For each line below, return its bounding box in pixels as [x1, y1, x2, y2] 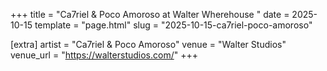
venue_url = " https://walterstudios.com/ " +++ [10, 49, 198, 61]
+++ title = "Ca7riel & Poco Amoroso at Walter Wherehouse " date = [10, 9, 290, 20]
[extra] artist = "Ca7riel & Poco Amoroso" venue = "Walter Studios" [10, 39, 287, 50]
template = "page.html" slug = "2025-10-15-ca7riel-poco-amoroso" [34, 19, 313, 31]
